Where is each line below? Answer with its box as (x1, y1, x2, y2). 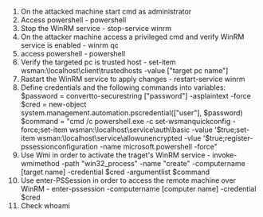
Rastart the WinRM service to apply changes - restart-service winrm (20, 75, 245, 83)
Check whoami (20, 201, 70, 210)
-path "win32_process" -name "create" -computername (61, 159, 245, 168)
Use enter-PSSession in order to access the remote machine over (20, 176, 236, 185)
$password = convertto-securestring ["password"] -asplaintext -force (20, 91, 252, 100)
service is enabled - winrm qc (20, 41, 119, 50)
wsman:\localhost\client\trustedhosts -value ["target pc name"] (20, 66, 229, 75)
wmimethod (20, 159, 61, 168)
